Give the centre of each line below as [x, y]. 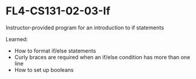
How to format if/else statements [55, 51]
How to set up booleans [44, 69]
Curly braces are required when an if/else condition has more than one [102, 57]
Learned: [17, 39]
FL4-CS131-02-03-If [58, 11]
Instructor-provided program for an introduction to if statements [85, 28]
